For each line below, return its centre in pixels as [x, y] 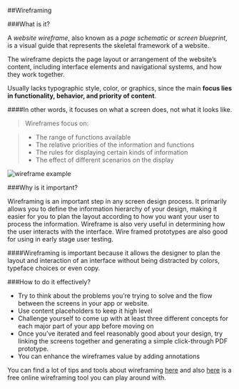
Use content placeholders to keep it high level [85, 311]
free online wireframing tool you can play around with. [87, 378]
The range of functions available [83, 137]
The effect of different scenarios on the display [105, 160]
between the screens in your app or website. [83, 303]
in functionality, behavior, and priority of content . [82, 96]
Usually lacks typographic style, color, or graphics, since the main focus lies [120, 88]
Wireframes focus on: [57, 123]
